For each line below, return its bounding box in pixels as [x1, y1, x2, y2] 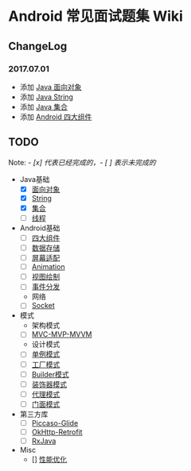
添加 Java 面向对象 [19, 82, 82, 91]
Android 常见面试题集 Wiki [8, 7, 183, 25]
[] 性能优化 [31, 454, 68, 464]
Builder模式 [31, 369, 69, 379]
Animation [31, 262, 65, 272]
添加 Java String [19, 92, 74, 102]
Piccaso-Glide [31, 418, 79, 427]
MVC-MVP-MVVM [31, 330, 92, 339]
